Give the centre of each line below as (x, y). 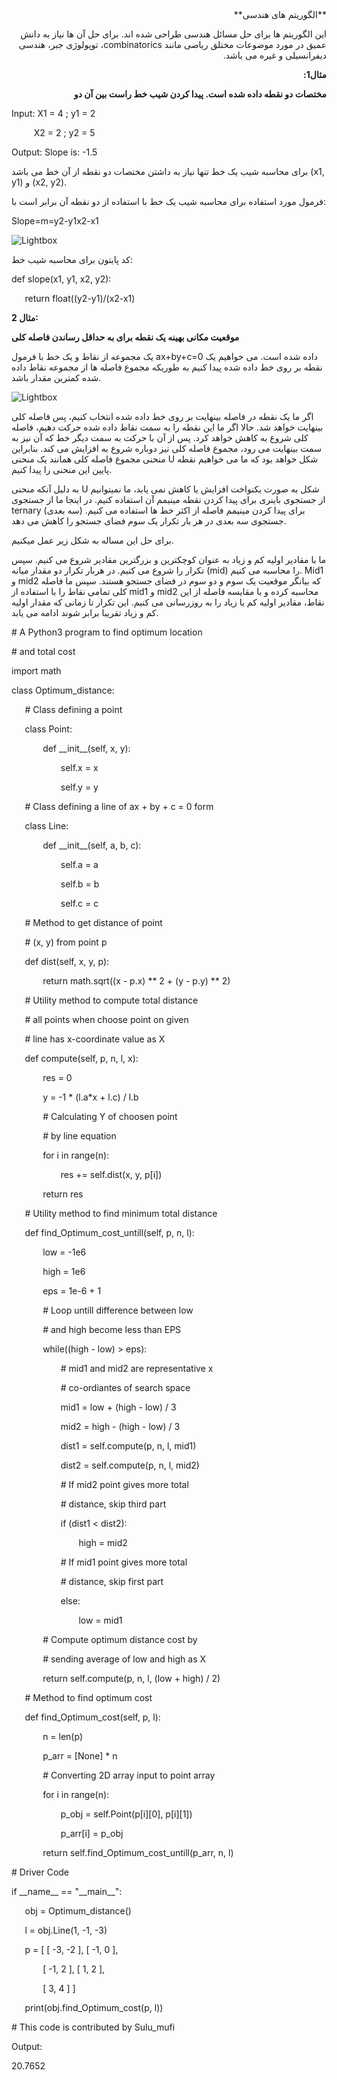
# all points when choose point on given (106, 1019)
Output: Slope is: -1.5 (54, 152)
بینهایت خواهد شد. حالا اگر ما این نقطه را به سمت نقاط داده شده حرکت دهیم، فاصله (167, 427)
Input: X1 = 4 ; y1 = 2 (53, 113)
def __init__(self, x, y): (86, 748)
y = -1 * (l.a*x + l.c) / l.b (90, 1097)
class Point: (48, 729)
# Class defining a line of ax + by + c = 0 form (119, 806)
